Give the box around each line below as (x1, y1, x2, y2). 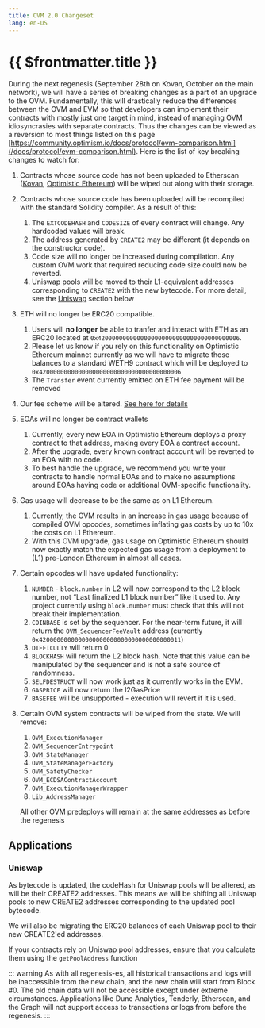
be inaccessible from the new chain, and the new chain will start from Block (8, 977, 255, 987)
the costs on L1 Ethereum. (31, 528, 117, 538)
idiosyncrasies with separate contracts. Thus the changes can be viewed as (8, 121, 256, 131)
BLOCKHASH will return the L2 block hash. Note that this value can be (31, 651, 251, 661)
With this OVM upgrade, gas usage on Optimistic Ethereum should (31, 536, 248, 546)
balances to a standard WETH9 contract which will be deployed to (31, 359, 248, 368)
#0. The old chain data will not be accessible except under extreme (8, 985, 229, 995)
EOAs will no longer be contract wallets (19, 414, 148, 424)
